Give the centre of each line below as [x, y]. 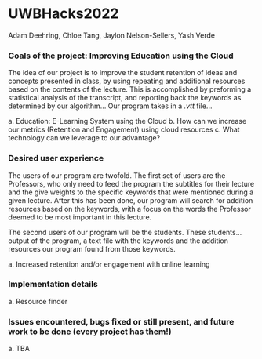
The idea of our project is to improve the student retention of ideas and [123, 73]
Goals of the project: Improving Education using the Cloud [121, 56]
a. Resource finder [38, 301]
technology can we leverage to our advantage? [84, 138]
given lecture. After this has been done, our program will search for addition [131, 200]
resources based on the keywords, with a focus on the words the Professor [129, 209]
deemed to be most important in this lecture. [80, 217]
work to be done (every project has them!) [90, 332]
